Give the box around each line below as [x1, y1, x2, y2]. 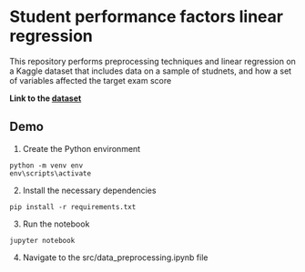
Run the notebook [22, 218, 90, 229]
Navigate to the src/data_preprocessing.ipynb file [22, 252, 208, 263]
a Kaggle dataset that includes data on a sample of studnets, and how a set [9, 65, 292, 76]
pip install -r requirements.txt [9, 202, 137, 211]
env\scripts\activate [9, 168, 92, 178]
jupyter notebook [9, 236, 76, 245]
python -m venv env [9, 161, 84, 170]
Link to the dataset [9, 93, 82, 104]
